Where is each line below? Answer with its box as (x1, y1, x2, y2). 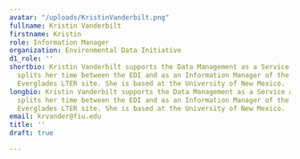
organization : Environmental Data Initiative (9, 46, 181, 55)
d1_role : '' (9, 54, 54, 63)
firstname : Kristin (9, 29, 82, 38)
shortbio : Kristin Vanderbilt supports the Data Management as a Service (9, 63, 290, 72)
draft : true (9, 129, 54, 138)
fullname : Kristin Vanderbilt (9, 21, 122, 30)
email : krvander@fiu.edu (9, 112, 102, 121)
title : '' (9, 121, 46, 130)
